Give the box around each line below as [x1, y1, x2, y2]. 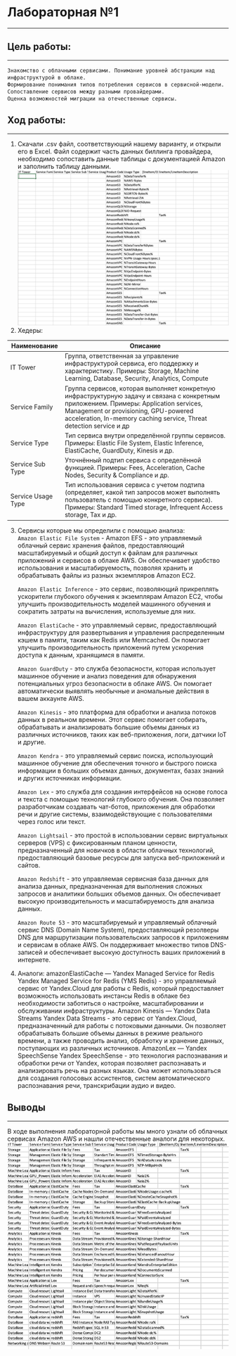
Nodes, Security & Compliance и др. [64, 471, 170, 479]
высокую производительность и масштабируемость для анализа [17, 896, 215, 905]
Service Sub [10, 460, 46, 468]
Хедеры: [17, 326, 44, 334]
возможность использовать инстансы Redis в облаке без [17, 991, 190, 1000]
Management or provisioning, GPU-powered [64, 406, 194, 415]
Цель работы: [7, 41, 72, 53]
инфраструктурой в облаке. [7, 74, 86, 81]
